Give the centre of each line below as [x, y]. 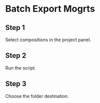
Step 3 [16, 84]
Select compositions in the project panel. [48, 40]
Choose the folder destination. [37, 96]
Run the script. [21, 68]
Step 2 [16, 56]
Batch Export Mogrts [50, 9]
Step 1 [15, 28]
